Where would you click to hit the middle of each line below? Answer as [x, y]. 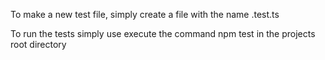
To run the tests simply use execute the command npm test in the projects [163, 33]
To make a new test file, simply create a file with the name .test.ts [145, 14]
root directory [38, 44]
